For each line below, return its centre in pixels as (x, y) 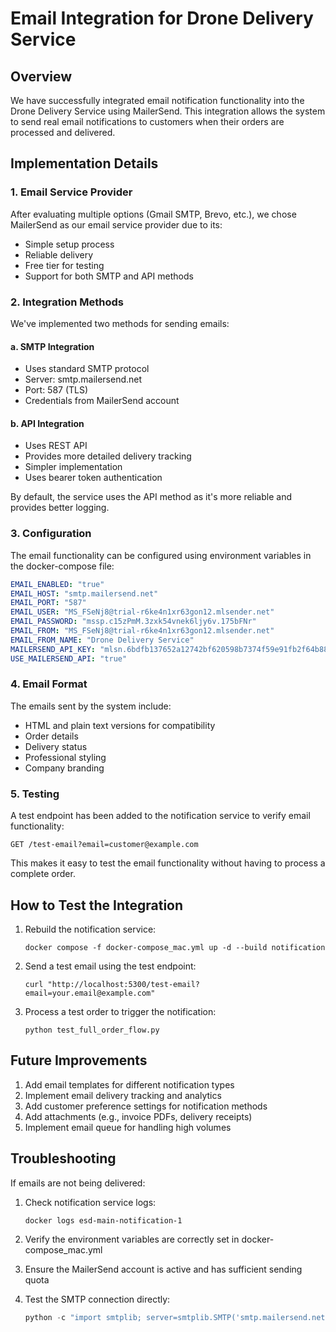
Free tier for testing (64, 265)
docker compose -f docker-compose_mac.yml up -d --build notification (175, 947)
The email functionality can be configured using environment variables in (161, 555)
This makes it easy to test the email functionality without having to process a (168, 863)
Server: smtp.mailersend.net (83, 379)
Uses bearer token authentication (93, 478)
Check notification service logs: (90, 1202)
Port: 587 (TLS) (56, 390)
